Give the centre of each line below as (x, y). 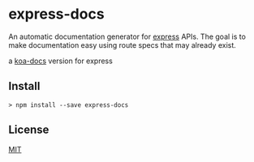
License (29, 130)
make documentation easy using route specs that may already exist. (123, 45)
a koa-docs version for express (61, 61)
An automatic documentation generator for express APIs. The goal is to (127, 36)
